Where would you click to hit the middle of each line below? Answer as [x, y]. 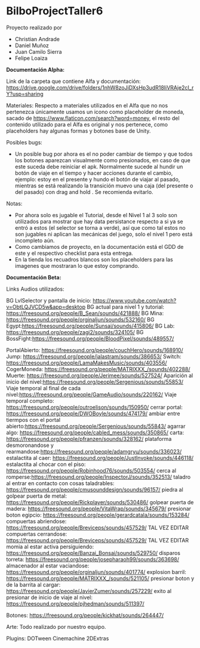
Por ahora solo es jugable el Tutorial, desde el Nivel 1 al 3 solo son [96, 215]
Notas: [14, 203]
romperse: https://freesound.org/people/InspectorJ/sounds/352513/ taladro [99, 477]
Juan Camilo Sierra [38, 51]
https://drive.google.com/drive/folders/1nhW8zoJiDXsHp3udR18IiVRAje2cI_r [100, 87]
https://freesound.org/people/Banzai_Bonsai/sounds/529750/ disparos [93, 553]
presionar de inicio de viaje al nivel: [50, 597]
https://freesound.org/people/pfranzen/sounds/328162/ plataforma [89, 439]
